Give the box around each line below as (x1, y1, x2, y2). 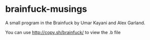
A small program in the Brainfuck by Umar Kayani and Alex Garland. (5, 20, 145, 26)
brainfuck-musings (5, 3, 87, 15)
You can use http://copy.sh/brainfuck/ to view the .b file (5, 29, 121, 35)
